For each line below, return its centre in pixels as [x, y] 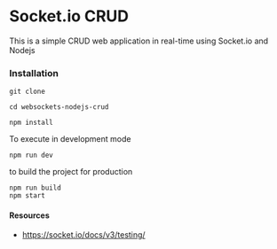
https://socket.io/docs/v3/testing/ [83, 235]
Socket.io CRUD [69, 16]
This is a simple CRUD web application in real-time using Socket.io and [139, 41]
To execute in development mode [70, 139]
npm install [31, 123]
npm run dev [31, 156]
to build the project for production [71, 172]
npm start [28, 196]
